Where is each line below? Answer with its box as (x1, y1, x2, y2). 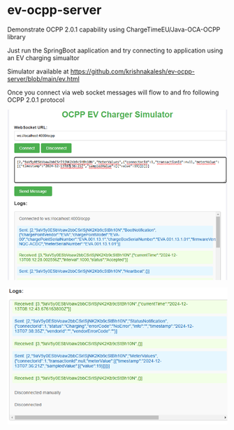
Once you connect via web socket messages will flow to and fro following (7, 88, 219, 96)
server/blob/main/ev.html (7, 74, 80, 83)
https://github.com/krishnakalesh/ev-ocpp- (70, 67, 196, 76)
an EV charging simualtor (7, 53, 80, 62)
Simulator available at (7, 67, 69, 76)
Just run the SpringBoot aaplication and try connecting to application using (7, 46, 224, 55)
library (7, 32, 26, 41)
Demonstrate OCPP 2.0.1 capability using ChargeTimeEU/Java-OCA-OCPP (7, 25, 221, 34)
